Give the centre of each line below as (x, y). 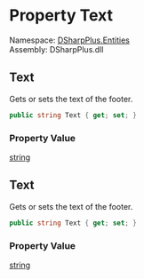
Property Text (61, 16)
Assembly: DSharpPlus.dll (56, 49)
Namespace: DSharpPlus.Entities (70, 40)
